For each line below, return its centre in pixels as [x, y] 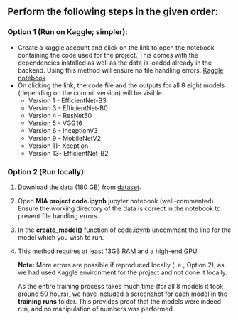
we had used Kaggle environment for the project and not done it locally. [122, 272]
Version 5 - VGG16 [55, 123]
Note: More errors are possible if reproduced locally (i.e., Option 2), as [121, 265]
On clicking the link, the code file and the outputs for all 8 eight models [121, 85]
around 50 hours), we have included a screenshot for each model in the [122, 294]
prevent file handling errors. [58, 215]
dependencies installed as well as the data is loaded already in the [114, 63]
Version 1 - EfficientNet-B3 [67, 100]
